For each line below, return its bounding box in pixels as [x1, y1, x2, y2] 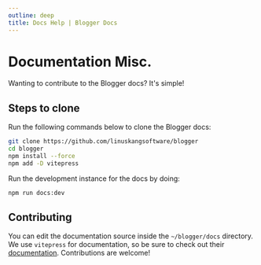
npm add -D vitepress [8, 159, 79, 167]
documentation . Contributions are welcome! [8, 248, 151, 258]
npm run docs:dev [8, 189, 65, 197]
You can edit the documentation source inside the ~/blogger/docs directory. [8, 231, 254, 241]
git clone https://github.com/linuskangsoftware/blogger [8, 138, 199, 145]
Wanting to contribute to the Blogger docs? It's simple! [8, 79, 185, 88]
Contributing [8, 211, 72, 224]
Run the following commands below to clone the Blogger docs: [8, 123, 211, 132]
